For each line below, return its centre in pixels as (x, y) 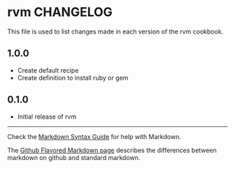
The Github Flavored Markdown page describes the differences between (112, 150)
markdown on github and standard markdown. (74, 157)
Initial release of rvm (47, 117)
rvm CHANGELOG (60, 12)
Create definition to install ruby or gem (73, 78)
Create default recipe (48, 70)
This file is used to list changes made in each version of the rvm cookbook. (115, 31)
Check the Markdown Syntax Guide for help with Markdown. (94, 136)
